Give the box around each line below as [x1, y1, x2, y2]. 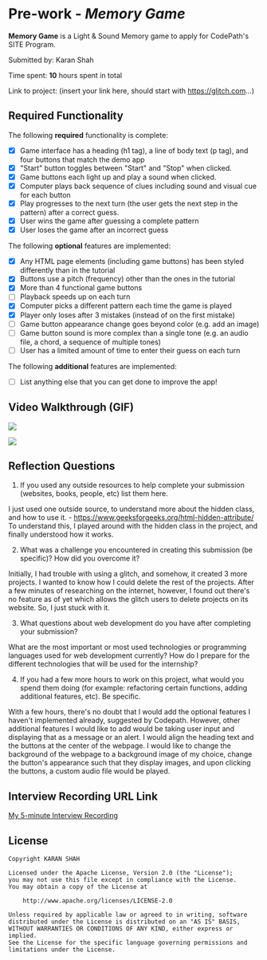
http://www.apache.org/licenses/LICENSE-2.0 [22, 897, 173, 905]
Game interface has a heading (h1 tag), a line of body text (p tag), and [19, 145, 249, 155]
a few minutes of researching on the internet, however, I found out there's [8, 586, 250, 596]
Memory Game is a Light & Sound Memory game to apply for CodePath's [8, 31, 249, 41]
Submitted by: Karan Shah [8, 55, 94, 65]
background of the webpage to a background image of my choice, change [8, 750, 253, 759]
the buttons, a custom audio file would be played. [8, 766, 171, 776]
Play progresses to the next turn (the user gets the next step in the [19, 199, 238, 208]
